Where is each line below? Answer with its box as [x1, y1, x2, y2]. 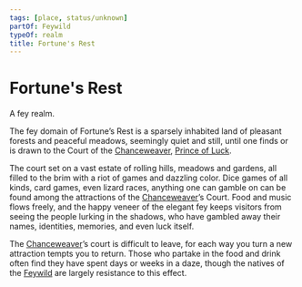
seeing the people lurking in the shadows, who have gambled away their [9, 211, 281, 222]
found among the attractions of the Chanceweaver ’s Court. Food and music [9, 192, 292, 203]
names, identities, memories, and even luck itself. [9, 220, 195, 232]
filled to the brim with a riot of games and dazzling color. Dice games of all [9, 172, 288, 183]
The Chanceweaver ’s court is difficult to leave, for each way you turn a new [9, 239, 293, 250]
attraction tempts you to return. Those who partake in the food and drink [9, 248, 281, 260]
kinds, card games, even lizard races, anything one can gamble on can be [9, 182, 287, 193]
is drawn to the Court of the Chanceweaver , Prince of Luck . [9, 145, 232, 156]
